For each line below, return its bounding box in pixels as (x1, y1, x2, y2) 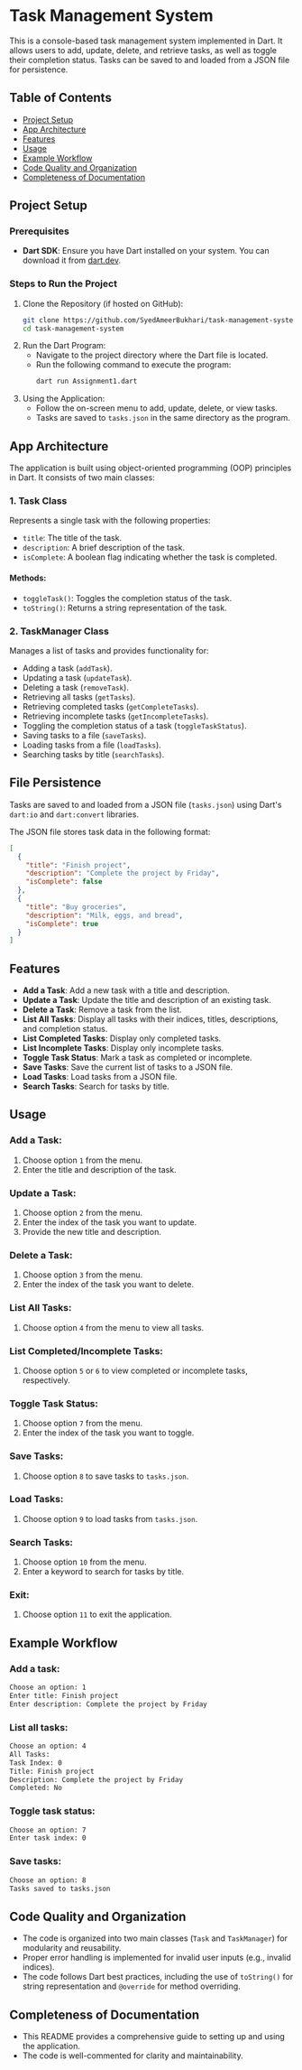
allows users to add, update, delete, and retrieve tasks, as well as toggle (9, 44, 278, 55)
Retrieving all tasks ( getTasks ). (22, 692, 136, 702)
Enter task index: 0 (9, 1833, 87, 1843)
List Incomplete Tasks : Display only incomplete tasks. (22, 1043, 224, 1054)
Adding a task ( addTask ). (22, 663, 113, 673)
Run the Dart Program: (22, 340, 106, 351)
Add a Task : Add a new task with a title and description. (22, 985, 230, 996)
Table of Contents (9, 90, 113, 106)
